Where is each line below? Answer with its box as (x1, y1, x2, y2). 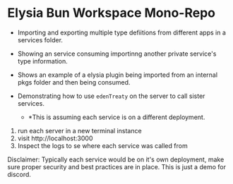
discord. (7, 170, 32, 178)
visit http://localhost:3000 (17, 134, 93, 142)
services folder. (17, 35, 64, 44)
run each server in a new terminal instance (17, 126, 143, 135)
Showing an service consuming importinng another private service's (17, 49, 217, 58)
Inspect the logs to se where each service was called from (17, 141, 189, 149)
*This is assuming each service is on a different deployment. (28, 113, 205, 121)
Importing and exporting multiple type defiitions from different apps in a (17, 28, 226, 37)
